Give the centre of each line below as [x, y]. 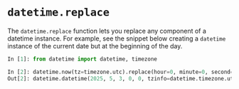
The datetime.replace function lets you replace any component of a [107, 31]
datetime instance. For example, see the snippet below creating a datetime [117, 38]
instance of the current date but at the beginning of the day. [95, 46]
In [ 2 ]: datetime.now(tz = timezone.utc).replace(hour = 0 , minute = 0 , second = [121, 72]
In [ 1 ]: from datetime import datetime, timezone [83, 59]
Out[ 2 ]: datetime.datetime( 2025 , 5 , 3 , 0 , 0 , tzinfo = [89, 78]
